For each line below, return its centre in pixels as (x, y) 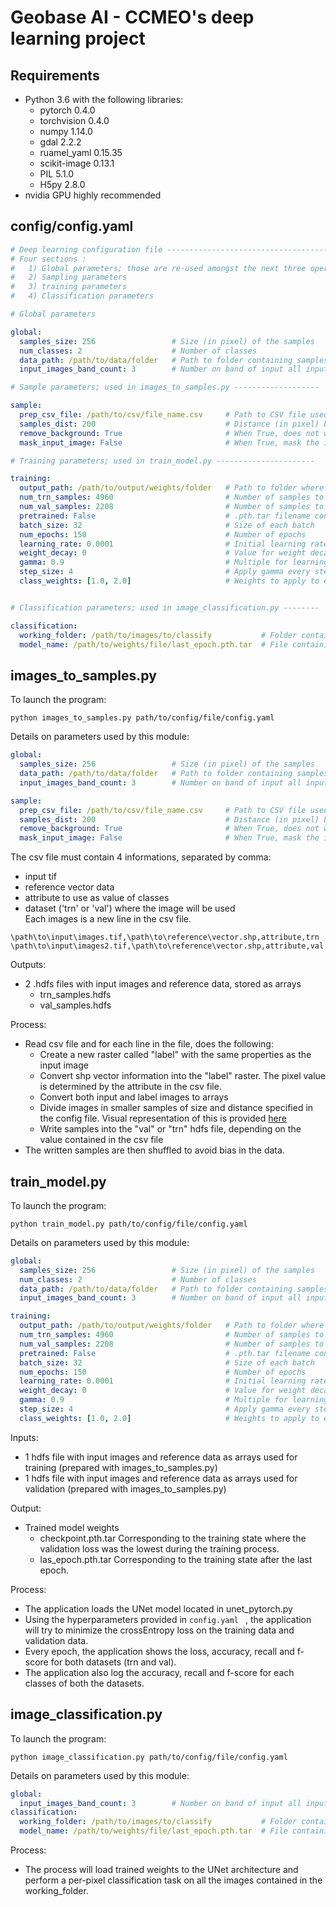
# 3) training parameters (69, 287)
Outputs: (28, 965)
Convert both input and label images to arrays (134, 1097)
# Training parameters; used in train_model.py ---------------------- (162, 461)
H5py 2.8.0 (62, 184)
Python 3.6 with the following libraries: (104, 99)
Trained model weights (72, 1527)
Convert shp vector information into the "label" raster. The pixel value (182, 1076)
